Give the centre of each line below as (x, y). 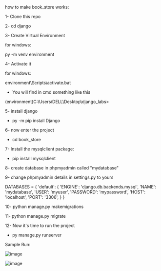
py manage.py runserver (37, 235)
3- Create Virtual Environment (35, 35)
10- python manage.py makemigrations (44, 207)
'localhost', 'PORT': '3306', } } (35, 197)
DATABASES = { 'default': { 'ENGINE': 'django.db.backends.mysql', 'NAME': (81, 187)
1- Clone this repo (23, 16)
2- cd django (18, 26)
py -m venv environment (30, 54)
